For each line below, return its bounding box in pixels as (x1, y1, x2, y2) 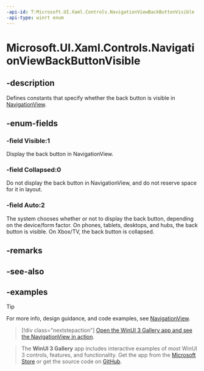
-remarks (6, 246, 43, 256)
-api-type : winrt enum (6, 15, 64, 21)
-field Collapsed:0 (6, 166, 62, 174)
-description (6, 78, 55, 88)
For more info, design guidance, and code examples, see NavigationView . (6, 315, 191, 322)
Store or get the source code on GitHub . (21, 358, 122, 366)
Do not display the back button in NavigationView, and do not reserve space (6, 179, 197, 186)
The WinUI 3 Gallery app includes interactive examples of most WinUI (21, 345, 198, 352)
